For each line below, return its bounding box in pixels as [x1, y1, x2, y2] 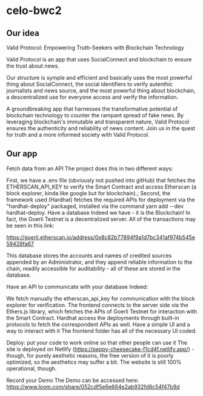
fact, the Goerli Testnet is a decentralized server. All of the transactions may [6, 215, 196, 223]
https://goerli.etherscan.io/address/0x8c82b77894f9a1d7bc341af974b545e [6, 234, 196, 241]
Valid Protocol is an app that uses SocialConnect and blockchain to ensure [6, 56, 192, 63]
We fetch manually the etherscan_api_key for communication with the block [6, 294, 195, 302]
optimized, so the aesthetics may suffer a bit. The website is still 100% [6, 358, 182, 366]
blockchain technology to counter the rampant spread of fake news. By [6, 112, 184, 119]
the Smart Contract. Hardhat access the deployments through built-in [6, 314, 180, 321]
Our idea [6, 28, 39, 38]
